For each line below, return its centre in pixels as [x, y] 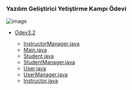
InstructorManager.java [51, 44]
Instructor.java [41, 81]
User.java [35, 69]
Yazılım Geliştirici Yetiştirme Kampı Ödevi [66, 9]
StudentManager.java [49, 62]
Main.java [35, 50]
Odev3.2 [25, 33]
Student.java [38, 56]
